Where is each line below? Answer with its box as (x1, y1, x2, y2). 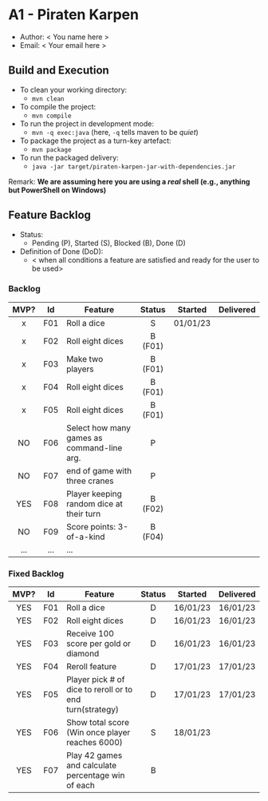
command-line (66, 442, 123, 453)
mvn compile (31, 112, 72, 120)
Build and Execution (8, 64, 109, 77)
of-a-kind (66, 531, 105, 542)
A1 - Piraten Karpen (8, 6, 140, 24)
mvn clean (31, 94, 65, 103)
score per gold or (66, 638, 132, 649)
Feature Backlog (8, 208, 92, 222)
